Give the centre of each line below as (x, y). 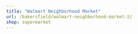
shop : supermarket (28, 22)
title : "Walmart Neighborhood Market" (53, 11)
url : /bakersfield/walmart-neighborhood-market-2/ (69, 17)
